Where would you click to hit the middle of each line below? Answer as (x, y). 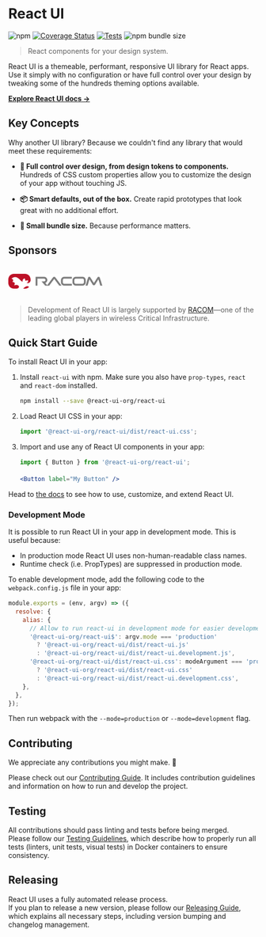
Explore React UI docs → (49, 98)
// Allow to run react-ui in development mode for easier (127, 628)
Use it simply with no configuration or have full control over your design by (130, 74)
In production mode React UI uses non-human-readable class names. (133, 556)
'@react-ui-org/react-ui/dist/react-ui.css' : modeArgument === (136, 662)
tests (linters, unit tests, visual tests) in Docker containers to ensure (118, 847)
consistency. (29, 855)
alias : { (37, 620)
